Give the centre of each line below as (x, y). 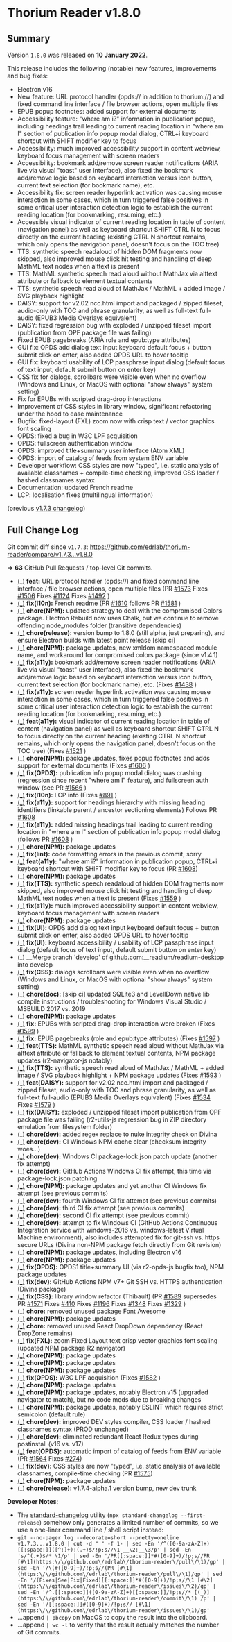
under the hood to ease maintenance (70, 414)
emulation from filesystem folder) (65, 1126)
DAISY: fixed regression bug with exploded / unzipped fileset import (114, 325)
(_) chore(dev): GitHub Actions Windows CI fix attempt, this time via (114, 1171)
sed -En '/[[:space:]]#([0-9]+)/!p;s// (75, 1605)
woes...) (29, 1149)
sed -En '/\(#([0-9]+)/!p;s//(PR (65, 1568)
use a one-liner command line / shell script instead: (90, 1530)
